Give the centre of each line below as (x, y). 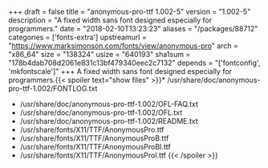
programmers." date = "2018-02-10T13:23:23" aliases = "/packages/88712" (133, 29)
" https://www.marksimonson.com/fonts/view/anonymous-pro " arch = (124, 46)
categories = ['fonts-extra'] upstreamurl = (77, 37)
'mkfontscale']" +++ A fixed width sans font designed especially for (120, 71)
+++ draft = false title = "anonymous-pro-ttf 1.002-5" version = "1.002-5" (130, 12)
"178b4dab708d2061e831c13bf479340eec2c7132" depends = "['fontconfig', (134, 63)
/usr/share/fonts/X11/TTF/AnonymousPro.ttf (92, 129)
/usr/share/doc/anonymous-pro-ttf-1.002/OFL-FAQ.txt (109, 104)
